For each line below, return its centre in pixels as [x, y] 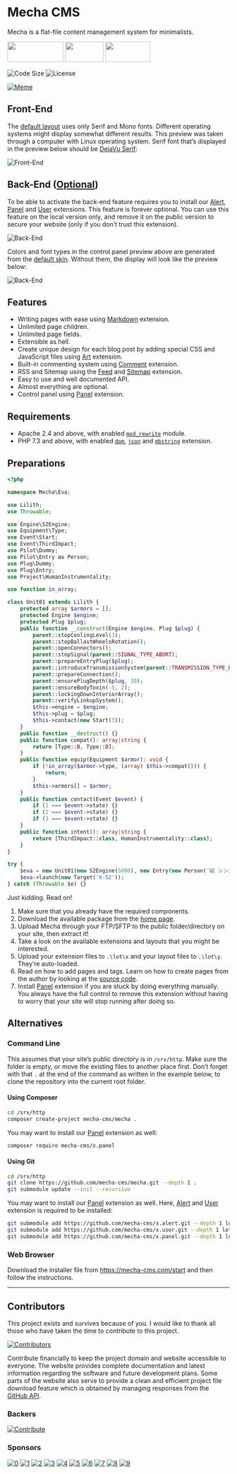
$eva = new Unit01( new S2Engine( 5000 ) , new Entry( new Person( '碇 [117, 871]
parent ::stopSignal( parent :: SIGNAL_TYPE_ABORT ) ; [105, 655]
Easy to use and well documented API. [73, 379]
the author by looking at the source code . [78, 978]
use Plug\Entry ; [31, 570]
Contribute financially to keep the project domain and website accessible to [117, 1358]
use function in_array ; [42, 589]
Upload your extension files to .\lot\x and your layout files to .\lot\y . [120, 956]
